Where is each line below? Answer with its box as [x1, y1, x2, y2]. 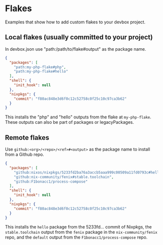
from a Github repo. [5, 151, 45, 157]
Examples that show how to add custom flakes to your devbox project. [5, 19, 146, 25]
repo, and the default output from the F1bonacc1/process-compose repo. [5, 234, 148, 240]
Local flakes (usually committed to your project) [5, 33, 153, 41]
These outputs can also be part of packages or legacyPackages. [5, 119, 134, 125]
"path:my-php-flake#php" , [14, 64, 66, 70]
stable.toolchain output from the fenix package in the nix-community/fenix [5, 229, 158, 235]
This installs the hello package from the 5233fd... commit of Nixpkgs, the [5, 224, 152, 230]
